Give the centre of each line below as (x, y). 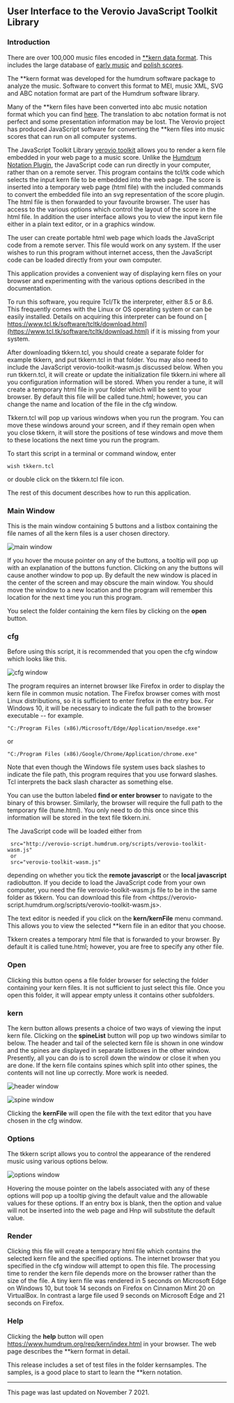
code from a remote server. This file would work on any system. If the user (114, 245)
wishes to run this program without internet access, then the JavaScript (110, 252)
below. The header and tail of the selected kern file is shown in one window (116, 1043)
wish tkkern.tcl (31, 466)
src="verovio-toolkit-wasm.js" (55, 862)
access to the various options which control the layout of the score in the (112, 209)
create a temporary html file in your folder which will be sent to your (104, 389)
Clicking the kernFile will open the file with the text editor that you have (110, 1113)
